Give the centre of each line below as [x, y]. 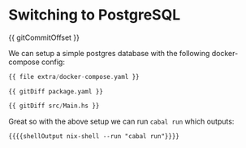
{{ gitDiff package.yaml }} [56, 91]
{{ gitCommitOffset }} [44, 37]
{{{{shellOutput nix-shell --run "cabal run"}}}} [94, 136]
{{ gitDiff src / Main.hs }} [54, 106]
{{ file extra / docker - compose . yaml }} [74, 76]
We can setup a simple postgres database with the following [109, 53]
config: [53, 62]
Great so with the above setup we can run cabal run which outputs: [121, 121]
